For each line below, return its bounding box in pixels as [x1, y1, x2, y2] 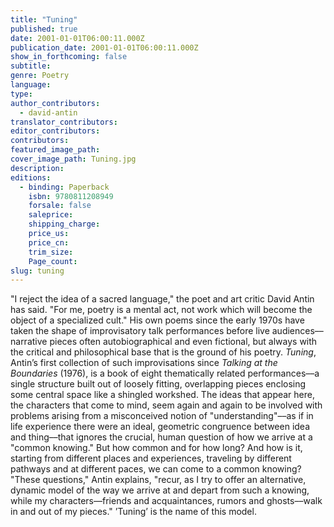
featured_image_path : [10, 145, 101, 155]
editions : [10, 172, 52, 183]
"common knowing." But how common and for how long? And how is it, [10, 442, 303, 454]
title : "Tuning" [10, 14, 78, 25]
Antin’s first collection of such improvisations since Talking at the [10, 357, 278, 369]
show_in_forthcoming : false [10, 52, 128, 62]
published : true [10, 24, 78, 34]
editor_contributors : [10, 126, 101, 136]
